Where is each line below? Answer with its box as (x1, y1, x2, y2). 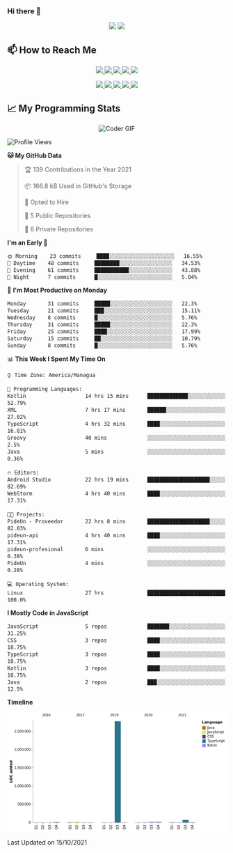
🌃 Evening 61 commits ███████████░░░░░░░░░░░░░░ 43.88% (7, 266, 200, 274)
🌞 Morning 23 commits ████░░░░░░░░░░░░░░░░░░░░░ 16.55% (7, 252, 203, 260)
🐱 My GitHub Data (7, 151, 63, 160)
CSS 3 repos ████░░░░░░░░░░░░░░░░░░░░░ (7, 637, 226, 644)
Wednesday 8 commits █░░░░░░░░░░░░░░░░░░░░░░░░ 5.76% (7, 314, 198, 321)
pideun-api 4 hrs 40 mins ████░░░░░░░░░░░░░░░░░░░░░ (7, 532, 226, 539)
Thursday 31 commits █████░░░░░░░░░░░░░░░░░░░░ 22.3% (7, 321, 198, 328)
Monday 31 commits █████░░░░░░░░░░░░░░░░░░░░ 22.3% (7, 300, 198, 307)
